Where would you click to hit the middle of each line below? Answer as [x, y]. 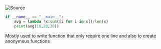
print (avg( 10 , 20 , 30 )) [36, 26]
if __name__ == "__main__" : [34, 17]
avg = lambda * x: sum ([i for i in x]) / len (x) [61, 21]
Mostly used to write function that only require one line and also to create [81, 35]
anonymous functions [27, 41]
